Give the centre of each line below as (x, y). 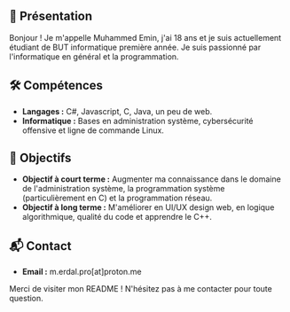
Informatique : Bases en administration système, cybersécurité (137, 121)
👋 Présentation (51, 16)
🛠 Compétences (56, 86)
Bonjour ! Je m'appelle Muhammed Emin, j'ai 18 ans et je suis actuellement (145, 37)
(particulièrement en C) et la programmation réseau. (117, 198)
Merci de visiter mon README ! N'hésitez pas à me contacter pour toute (141, 289)
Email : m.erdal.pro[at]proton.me (82, 272)
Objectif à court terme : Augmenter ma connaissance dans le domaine (151, 179)
